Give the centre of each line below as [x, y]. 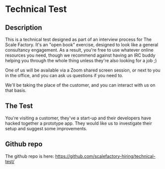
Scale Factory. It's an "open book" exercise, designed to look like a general [82, 45]
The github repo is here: [30, 156]
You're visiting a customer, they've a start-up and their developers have [78, 118]
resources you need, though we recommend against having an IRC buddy [80, 55]
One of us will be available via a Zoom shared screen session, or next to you [83, 70]
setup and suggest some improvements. [46, 128]
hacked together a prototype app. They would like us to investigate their [79, 123]
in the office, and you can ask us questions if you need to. [64, 75]
